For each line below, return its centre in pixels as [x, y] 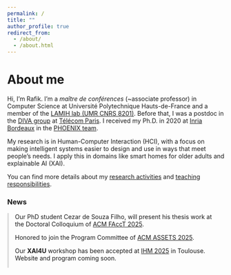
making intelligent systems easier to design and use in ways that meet [107, 148]
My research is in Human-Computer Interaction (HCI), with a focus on [106, 141]
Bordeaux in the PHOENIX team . [53, 128]
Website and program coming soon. [66, 258]
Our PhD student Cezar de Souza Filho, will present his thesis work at [113, 217]
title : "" [21, 20]
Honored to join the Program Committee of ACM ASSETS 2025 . [104, 238]
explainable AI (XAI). [36, 163]
